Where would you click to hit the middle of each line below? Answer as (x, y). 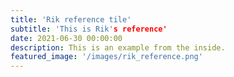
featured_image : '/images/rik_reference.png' (106, 57)
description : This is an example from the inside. (118, 47)
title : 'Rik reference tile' (71, 19)
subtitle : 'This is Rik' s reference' (89, 29)
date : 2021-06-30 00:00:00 (66, 38)
